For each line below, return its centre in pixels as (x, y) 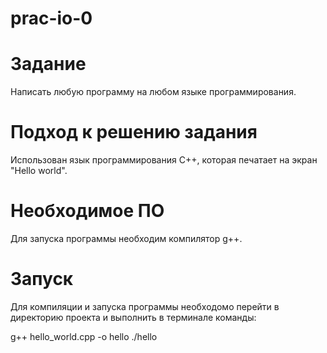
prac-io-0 (51, 18)
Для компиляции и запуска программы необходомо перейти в (145, 306)
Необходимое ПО (87, 211)
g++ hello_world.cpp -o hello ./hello (84, 336)
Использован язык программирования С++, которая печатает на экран (164, 160)
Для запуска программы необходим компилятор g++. (126, 238)
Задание (48, 64)
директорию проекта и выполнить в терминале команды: (133, 317)
